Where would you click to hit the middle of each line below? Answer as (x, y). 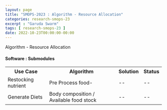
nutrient (17, 86)
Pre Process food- (71, 83)
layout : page (19, 10)
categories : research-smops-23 (38, 19)
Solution (129, 72)
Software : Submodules (30, 58)
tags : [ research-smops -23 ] (35, 28)
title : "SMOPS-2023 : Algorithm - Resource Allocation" (64, 14)
